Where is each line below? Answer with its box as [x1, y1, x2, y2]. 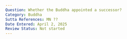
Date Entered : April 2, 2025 [5, 21, 67, 27]
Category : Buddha [5, 12, 42, 17]
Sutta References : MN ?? [5, 17, 58, 22]
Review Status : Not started [5, 26, 65, 31]
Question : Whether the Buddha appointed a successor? [5, 7, 122, 13]
